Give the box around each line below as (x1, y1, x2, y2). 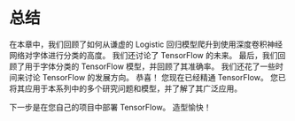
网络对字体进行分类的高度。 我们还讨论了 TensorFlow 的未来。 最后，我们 (9, 49, 278, 60)
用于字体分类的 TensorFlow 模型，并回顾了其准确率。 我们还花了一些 (24, 61, 276, 72)
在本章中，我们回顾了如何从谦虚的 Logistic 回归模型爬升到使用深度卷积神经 (9, 39, 283, 49)
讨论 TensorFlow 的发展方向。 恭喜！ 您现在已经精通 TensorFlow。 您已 (24, 72, 286, 82)
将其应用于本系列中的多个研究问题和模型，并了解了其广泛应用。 (9, 83, 242, 94)
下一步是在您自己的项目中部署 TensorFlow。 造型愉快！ (9, 102, 212, 112)
